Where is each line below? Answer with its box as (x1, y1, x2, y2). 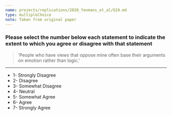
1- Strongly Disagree (12, 72, 56, 78)
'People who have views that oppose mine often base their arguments (17, 52, 165, 58)
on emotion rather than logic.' (17, 57, 80, 63)
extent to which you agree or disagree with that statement (5, 40, 153, 48)
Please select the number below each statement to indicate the (5, 34, 165, 41)
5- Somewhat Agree (12, 94, 55, 100)
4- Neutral (12, 88, 35, 95)
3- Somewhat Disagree (12, 83, 62, 89)
